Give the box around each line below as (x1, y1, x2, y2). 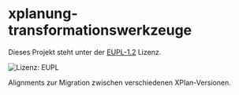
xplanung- (8, 5, 78, 23)
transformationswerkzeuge (8, 21, 192, 39)
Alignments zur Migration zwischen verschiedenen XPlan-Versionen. (8, 78, 231, 87)
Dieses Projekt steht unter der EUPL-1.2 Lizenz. (8, 47, 162, 57)
